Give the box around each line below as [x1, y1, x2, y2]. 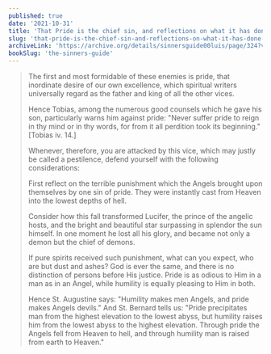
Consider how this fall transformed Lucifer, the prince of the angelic [27, 212, 254, 221]
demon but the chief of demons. [27, 238, 135, 247]
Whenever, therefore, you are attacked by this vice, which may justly [27, 146, 256, 155]
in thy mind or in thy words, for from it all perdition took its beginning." [27, 122, 261, 131]
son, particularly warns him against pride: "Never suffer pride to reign [27, 113, 260, 122]
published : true [8, 11, 63, 20]
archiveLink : [8, 42, 52, 50]
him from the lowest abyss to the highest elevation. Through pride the [27, 320, 260, 330]
